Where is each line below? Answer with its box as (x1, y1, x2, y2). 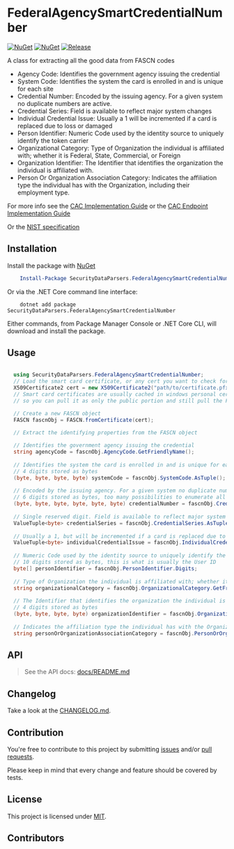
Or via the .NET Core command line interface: (7, 287, 138, 296)
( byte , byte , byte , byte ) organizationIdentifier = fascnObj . (13, 611, 198, 618)
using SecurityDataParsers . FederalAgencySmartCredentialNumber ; (13, 372, 204, 378)
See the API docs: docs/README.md (24, 668, 130, 676)
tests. (7, 774, 23, 781)
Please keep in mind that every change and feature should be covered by (7, 766, 217, 774)
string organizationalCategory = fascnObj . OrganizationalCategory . (13, 584, 214, 592)
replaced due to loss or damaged (17, 121, 113, 130)
